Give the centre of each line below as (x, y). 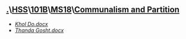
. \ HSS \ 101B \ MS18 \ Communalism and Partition (93, 10)
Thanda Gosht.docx (39, 30)
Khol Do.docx (31, 24)
